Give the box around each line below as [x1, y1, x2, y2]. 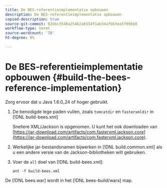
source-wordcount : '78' [5, 30, 55, 35]
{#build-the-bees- [52, 72, 131, 83]
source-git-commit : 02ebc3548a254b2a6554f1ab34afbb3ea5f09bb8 [5, 21, 137, 26]
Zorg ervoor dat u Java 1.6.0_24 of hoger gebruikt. [5, 98, 109, 105]
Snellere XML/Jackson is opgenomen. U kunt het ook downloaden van [12, 123, 157, 129]
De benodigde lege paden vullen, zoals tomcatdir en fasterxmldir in [12, 108, 154, 114]
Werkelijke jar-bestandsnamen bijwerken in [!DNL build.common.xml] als [12, 143, 162, 150]
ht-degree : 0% [5, 35, 35, 40]
